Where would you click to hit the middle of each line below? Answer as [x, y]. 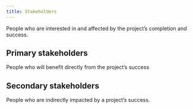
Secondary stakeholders [53, 86]
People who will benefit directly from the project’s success [78, 67]
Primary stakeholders [47, 53]
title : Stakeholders [32, 11]
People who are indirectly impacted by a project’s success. [78, 100]
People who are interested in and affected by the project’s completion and [96, 28]
